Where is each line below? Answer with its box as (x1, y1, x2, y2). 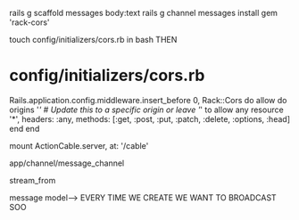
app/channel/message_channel (9, 158, 125, 168)
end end (9, 123, 40, 134)
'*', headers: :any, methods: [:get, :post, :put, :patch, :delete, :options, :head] (9, 113, 290, 124)
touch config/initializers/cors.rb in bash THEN (9, 35, 178, 45)
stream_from (9, 175, 56, 185)
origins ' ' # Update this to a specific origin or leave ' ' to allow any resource (9, 104, 284, 115)
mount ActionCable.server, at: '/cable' (9, 140, 149, 151)
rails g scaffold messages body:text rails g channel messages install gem (9, 8, 278, 18)
